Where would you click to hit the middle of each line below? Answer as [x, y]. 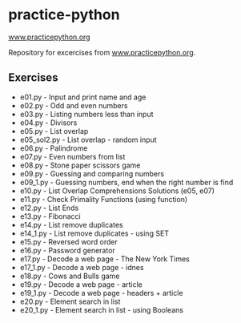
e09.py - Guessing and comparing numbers [92, 173]
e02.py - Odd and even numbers [74, 105]
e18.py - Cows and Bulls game [70, 276]
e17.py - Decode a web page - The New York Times [104, 259]
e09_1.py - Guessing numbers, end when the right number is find [127, 182]
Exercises [33, 78]
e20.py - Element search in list [70, 301]
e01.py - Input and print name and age [83, 97]
